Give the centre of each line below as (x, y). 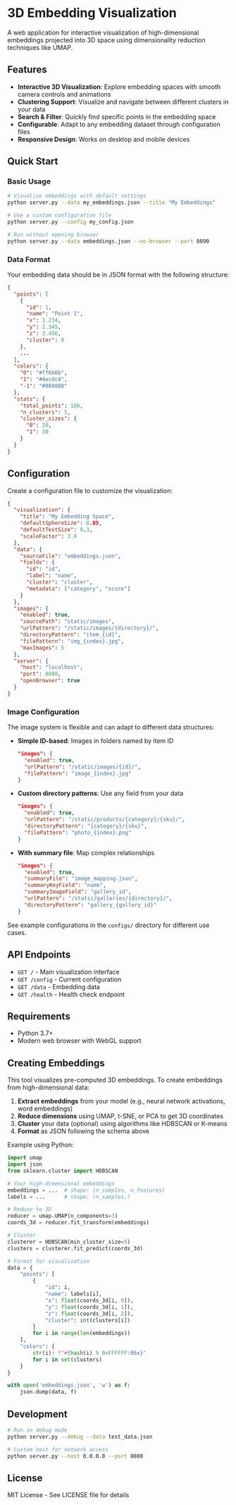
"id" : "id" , (43, 569)
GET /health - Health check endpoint (71, 994)
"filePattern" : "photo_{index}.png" (78, 833)
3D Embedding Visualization (92, 13)
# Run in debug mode (38, 1430)
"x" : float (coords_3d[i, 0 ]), (89, 1300)
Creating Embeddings (56, 1063)
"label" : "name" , (51, 576)
